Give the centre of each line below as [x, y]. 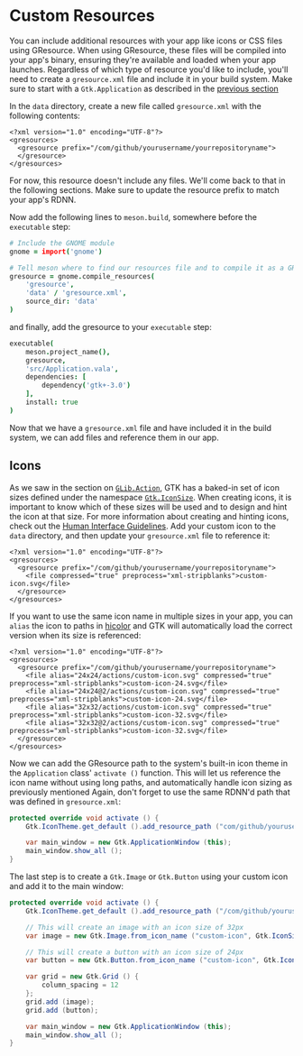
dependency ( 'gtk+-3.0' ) [86, 386]
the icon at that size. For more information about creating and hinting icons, [149, 516]
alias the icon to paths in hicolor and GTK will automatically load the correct [151, 625]
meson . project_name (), [68, 352]
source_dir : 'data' [62, 302]
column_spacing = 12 [80, 985]
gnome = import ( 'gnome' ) [56, 252]
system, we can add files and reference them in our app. [114, 437]
